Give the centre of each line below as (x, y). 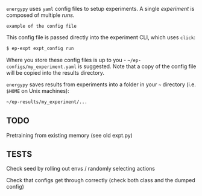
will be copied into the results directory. (55, 72)
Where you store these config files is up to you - (66, 60)
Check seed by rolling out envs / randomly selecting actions (81, 169)
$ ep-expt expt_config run (40, 48)
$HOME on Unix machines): (38, 90)
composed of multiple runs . (40, 15)
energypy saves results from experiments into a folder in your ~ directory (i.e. (101, 84)
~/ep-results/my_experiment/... (47, 102)
